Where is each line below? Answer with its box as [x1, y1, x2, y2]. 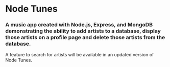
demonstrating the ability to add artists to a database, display [5, 27, 161, 35]
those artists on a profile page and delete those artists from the [5, 34, 165, 41]
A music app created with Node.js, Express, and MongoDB [5, 21, 153, 28]
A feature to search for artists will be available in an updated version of [5, 52, 154, 58]
